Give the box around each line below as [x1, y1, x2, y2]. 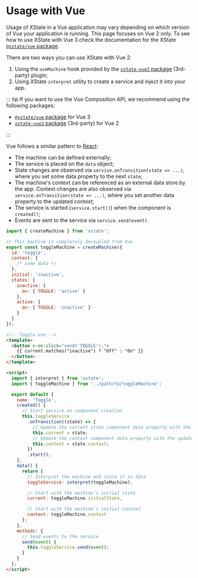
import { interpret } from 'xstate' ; [11, 375, 104, 381]
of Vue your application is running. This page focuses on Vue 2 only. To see [6, 30, 190, 37]
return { [21, 468, 44, 474]
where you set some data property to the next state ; [14, 172, 143, 179]
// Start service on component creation [21, 408, 123, 414]
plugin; [31, 71, 48, 79]
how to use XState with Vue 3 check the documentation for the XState [6, 36, 176, 43]
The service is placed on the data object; [14, 160, 114, 167]
